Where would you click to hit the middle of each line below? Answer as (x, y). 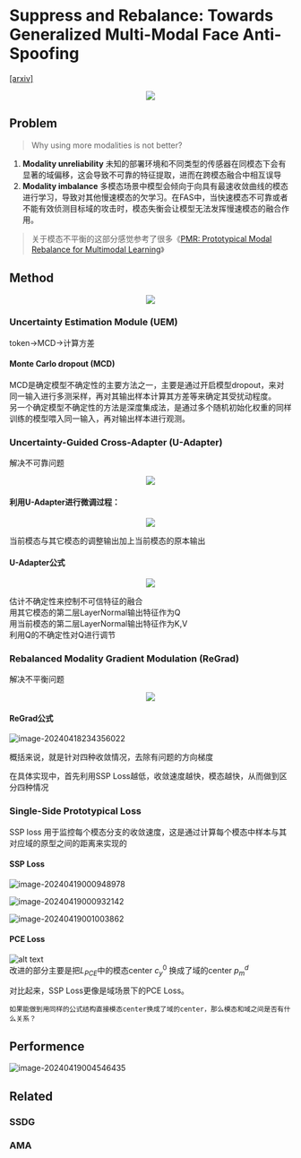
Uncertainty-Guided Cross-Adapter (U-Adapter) (116, 442)
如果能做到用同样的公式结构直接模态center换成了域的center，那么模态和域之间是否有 (147, 1009)
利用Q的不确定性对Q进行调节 (63, 635)
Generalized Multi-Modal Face (124, 35)
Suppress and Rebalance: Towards (142, 16)
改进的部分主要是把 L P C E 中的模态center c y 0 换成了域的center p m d (129, 970)
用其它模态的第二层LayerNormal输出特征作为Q (95, 612)
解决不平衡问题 (37, 679)
